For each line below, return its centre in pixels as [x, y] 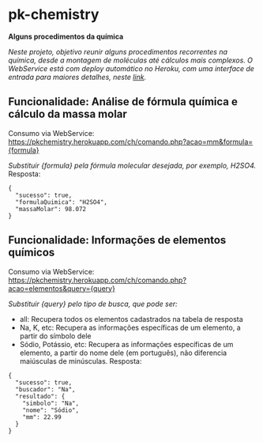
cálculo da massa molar [68, 114]
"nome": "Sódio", [51, 410]
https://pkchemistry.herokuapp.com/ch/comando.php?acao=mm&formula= [131, 142]
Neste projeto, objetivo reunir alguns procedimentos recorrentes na [118, 51]
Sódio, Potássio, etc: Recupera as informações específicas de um [126, 344]
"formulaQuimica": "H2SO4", [62, 202]
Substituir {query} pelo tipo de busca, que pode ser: [93, 304]
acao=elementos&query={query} [62, 288]
